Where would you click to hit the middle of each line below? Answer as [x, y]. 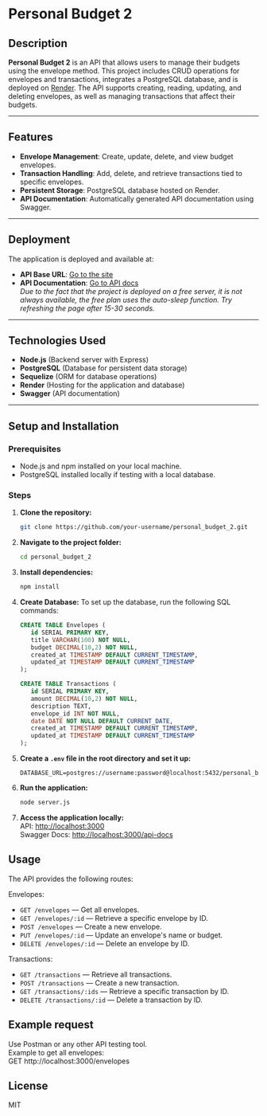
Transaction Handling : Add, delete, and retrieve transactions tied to [131, 173]
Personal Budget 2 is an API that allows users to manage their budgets [124, 62]
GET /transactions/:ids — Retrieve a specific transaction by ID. [124, 991]
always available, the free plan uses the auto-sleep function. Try [126, 300]
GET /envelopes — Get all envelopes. [79, 910]
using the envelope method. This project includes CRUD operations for [124, 71]
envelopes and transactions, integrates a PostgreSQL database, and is [123, 79]
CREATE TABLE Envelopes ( [62, 625]
